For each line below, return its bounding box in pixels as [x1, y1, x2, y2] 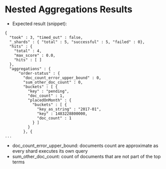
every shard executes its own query [12, 147, 88, 154]
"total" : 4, [14, 48, 42, 53]
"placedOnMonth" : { [27, 97, 72, 103]
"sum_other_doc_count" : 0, [23, 79, 83, 85]
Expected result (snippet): [12, 20, 67, 27]
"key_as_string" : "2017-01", [37, 107, 101, 112]
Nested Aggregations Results [5, 4, 133, 15]
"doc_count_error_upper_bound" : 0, [23, 75, 101, 80]
